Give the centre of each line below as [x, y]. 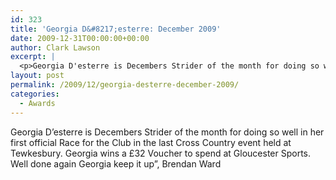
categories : [35, 94]
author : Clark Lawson [55, 47]
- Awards [37, 103]
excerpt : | [33, 57]
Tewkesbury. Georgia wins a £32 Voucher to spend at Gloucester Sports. [161, 153]
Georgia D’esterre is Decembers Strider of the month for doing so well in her [167, 132]
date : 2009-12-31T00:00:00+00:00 [80, 38]
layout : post [37, 76]
